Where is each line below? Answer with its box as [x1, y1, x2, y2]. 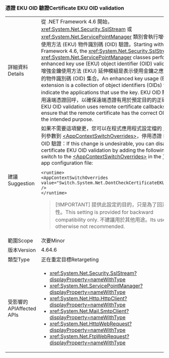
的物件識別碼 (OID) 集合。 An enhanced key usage [41, 75, 159, 82]
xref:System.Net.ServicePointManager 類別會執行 [41, 33, 158, 40]
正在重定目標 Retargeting [41, 256, 99, 263]
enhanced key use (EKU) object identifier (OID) [41, 60, 152, 67]
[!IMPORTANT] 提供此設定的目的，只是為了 [55, 201, 157, 208]
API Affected [8, 305, 37, 312]
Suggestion [8, 180, 35, 187]
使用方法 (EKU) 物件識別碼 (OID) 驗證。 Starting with [41, 41, 164, 48]
